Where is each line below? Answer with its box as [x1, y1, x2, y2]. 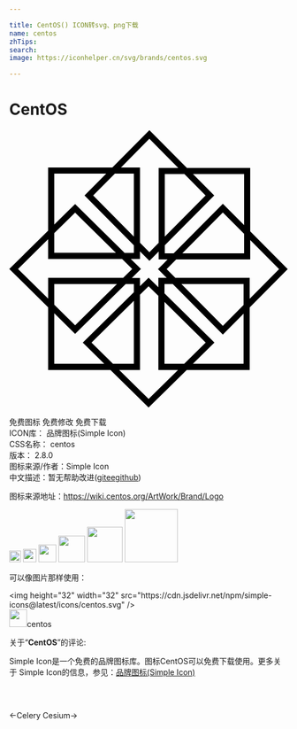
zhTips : [9, 37, 38, 46]
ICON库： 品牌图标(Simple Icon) [9, 428, 126, 438]
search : [9, 45, 38, 54]
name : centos [9, 28, 57, 38]
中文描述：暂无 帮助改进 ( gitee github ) [9, 472, 141, 483]
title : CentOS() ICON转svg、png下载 [9, 20, 139, 29]
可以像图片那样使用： [9, 572, 87, 583]
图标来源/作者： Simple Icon [9, 461, 110, 472]
